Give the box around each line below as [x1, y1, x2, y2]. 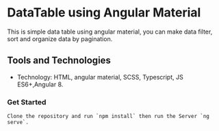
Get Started [7, 97, 47, 107]
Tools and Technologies [7, 55, 112, 67]
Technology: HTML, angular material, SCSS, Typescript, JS [16, 73, 183, 81]
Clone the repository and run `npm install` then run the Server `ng [7, 113, 210, 120]
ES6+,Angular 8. [16, 80, 64, 88]
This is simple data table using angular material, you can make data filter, [7, 27, 213, 36]
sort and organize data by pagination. [7, 34, 113, 43]
